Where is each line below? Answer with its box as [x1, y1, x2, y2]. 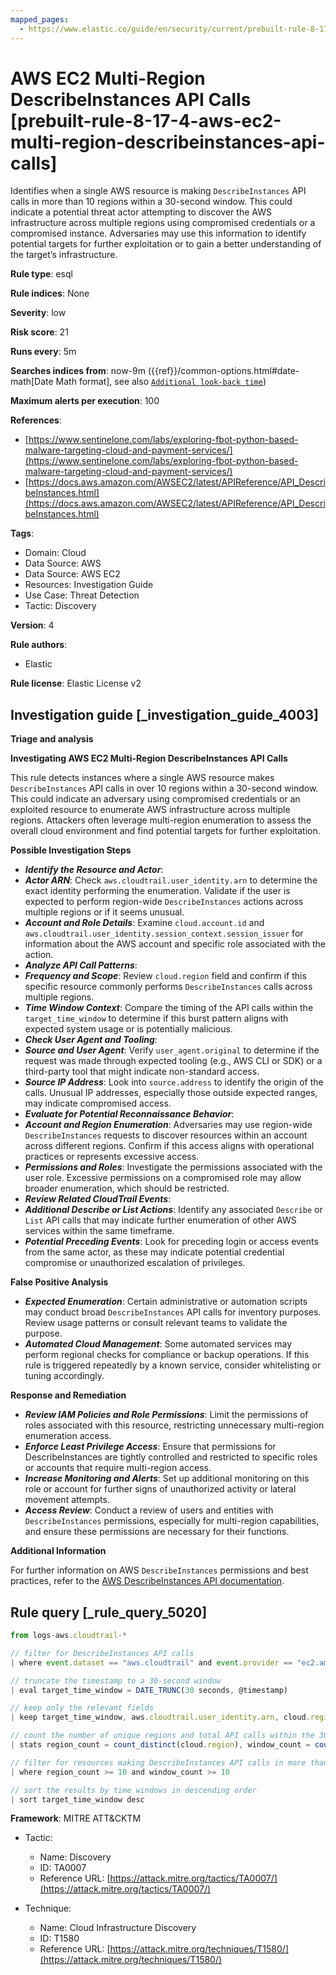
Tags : [10, 527, 35, 540]
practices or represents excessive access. [24, 1151, 200, 1163]
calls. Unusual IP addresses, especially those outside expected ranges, [24, 1087, 318, 1099]
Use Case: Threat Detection [24, 589, 140, 601]
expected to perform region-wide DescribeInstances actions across [24, 896, 304, 908]
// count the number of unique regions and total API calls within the [10, 1731, 315, 1741]
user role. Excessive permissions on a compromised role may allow [24, 1172, 302, 1184]
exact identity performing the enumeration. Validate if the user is [24, 885, 291, 897]
